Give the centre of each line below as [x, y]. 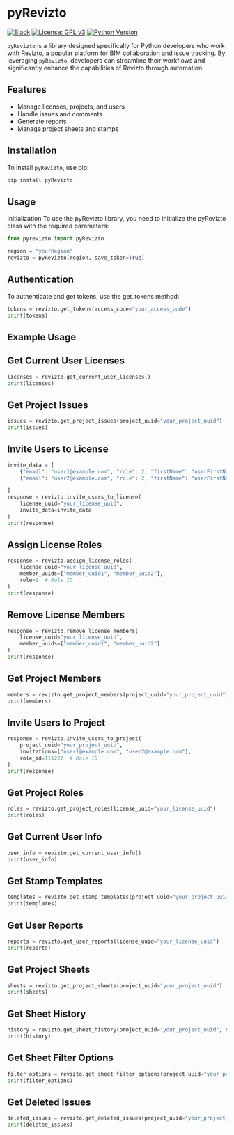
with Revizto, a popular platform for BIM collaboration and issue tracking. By [116, 53]
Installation [32, 151]
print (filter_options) [40, 1081]
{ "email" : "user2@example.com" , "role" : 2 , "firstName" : [104, 478]
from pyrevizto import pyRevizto [56, 239]
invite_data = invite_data [56, 510]
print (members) [29, 701]
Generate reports [42, 121]
